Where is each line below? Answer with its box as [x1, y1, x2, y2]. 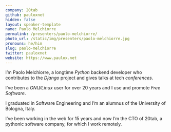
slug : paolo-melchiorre [5, 46, 56, 51]
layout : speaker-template [5, 22, 61, 27]
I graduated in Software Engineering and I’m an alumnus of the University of [5, 100, 166, 106]
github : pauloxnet [5, 12, 45, 17]
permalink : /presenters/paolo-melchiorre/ [5, 31, 98, 36]
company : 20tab [5, 7, 38, 13]
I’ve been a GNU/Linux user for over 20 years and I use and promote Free [5, 85, 161, 91]
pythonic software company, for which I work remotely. [5, 121, 122, 127]
